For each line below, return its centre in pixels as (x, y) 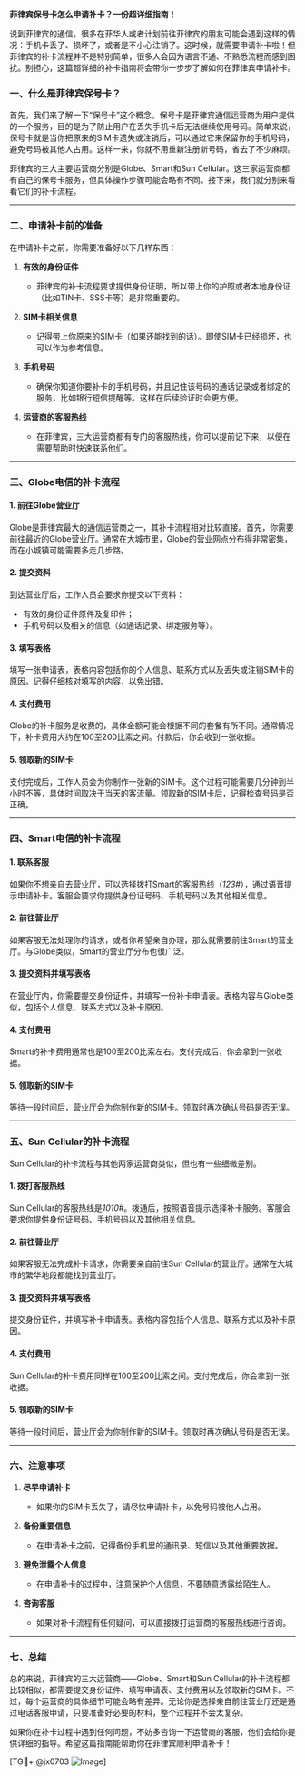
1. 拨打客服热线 (37, 1186)
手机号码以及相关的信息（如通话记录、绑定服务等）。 (120, 625)
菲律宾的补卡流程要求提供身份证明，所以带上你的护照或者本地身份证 (163, 286)
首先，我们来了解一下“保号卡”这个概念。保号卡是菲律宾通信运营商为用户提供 (152, 115)
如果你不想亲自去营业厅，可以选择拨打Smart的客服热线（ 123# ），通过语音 (147, 884)
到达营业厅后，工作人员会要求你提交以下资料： (97, 594)
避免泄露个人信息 (54, 1565)
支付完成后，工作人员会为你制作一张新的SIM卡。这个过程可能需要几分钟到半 (152, 781)
